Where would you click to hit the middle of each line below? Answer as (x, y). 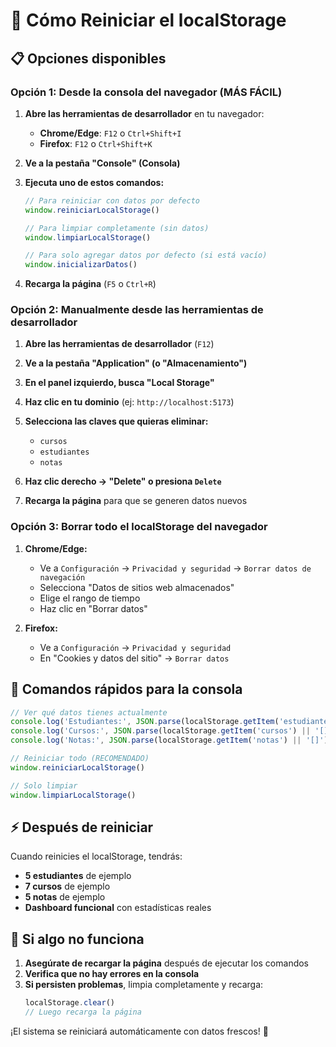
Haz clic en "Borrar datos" (93, 608)
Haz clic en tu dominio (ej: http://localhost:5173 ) (129, 402)
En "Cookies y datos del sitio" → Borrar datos (134, 658)
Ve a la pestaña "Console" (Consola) (102, 163)
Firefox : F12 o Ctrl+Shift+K (96, 143)
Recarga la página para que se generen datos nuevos (136, 501)
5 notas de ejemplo (65, 897)
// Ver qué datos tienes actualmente (89, 712)
